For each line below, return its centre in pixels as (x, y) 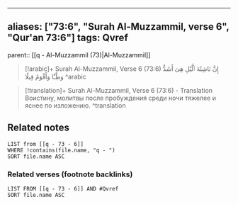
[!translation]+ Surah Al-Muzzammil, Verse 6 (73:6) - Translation (119, 90)
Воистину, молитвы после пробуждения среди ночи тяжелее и (120, 98)
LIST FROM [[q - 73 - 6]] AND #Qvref (63, 188)
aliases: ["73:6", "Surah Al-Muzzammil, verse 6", (118, 27)
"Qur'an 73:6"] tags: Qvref (68, 38)
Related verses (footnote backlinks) (70, 174)
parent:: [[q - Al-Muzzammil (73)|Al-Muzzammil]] (79, 55)
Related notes (38, 128)
